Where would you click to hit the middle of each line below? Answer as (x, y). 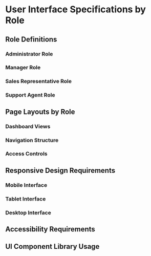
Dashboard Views (28, 126)
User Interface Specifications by (75, 9)
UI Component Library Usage (52, 247)
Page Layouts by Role (40, 112)
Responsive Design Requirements (60, 170)
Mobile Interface (26, 185)
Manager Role (23, 68)
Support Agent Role (30, 95)
